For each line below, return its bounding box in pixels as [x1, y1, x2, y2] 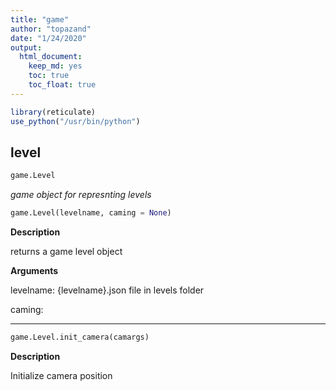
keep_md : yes [28, 61, 83, 71]
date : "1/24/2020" [10, 33, 87, 43]
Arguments [10, 265, 59, 277]
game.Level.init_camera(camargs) [10, 332, 150, 343]
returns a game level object [10, 246, 123, 258]
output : [10, 42, 43, 53]
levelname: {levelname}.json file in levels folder [10, 284, 205, 296]
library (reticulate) [10, 107, 97, 117]
